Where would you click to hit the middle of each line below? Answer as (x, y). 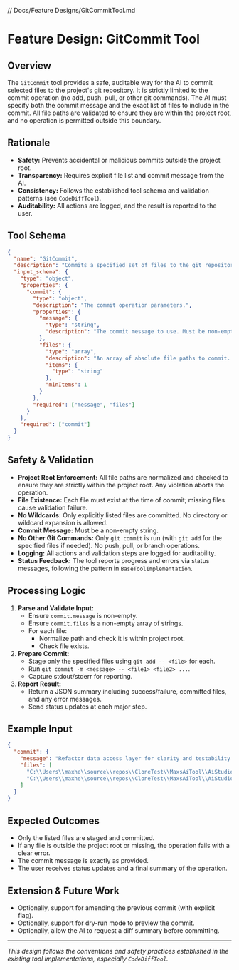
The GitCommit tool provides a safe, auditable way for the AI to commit (110, 82)
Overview (30, 65)
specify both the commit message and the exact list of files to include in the (118, 105)
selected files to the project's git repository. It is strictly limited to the (108, 90)
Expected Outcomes (53, 820)
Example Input (40, 729)
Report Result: (39, 684)
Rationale (29, 143)
